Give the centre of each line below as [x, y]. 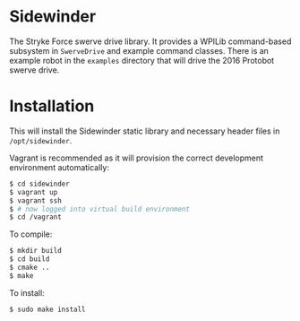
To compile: [31, 234]
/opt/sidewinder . [41, 140]
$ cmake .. [30, 267]
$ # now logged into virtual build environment [100, 209]
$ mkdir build [36, 251]
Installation [52, 106]
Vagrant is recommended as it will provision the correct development [137, 158]
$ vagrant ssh [36, 200]
